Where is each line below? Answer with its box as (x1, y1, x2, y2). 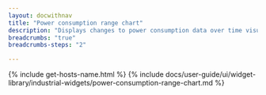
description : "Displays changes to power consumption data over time (8, 26, 243, 34)
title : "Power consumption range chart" (8, 19, 144, 27)
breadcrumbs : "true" (8, 33, 77, 42)
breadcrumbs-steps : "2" (8, 41, 87, 49)
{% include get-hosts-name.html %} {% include (8, 70, 164, 79)
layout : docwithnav (8, 11, 73, 20)
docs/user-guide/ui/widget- (165, 70, 256, 79)
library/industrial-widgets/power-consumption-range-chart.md (8, 78, 214, 88)
